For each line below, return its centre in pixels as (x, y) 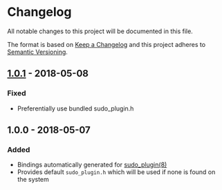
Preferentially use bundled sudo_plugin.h (75, 108)
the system (33, 180)
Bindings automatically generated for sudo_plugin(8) (92, 165)
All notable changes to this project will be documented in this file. (100, 31)
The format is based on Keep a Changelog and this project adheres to (107, 44)
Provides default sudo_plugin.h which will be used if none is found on (116, 172)
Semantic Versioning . (37, 52)
